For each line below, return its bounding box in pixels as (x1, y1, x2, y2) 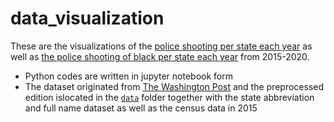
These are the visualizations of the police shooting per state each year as (10, 40, 313, 52)
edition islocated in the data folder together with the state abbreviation (24, 91, 315, 103)
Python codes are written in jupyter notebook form (24, 70, 234, 82)
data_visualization (10, 7, 165, 30)
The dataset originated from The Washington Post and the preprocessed (24, 80, 325, 92)
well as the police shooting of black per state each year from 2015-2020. (10, 50, 310, 62)
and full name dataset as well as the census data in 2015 (24, 102, 258, 114)
